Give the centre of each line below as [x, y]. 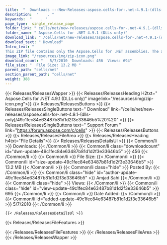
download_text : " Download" [34, 42]
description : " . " [30, 14]
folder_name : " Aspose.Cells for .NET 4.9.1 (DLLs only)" [66, 33]
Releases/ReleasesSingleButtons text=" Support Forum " [63, 125]
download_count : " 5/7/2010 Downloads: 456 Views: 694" [69, 61]
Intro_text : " [20, 47]
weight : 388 [17, 79]
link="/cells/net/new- [133, 109]
